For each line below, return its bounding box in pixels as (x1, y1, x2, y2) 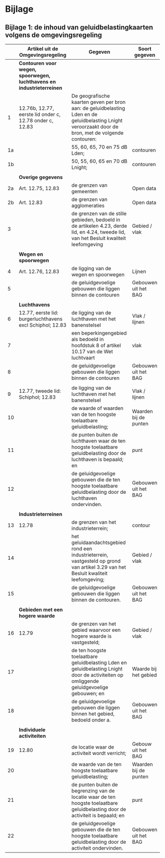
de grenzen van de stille (71, 210, 127, 217)
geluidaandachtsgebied (71, 539, 126, 546)
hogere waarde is (71, 633, 112, 639)
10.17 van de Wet (71, 348, 113, 355)
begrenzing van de (71, 788, 115, 794)
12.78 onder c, (19, 117, 54, 124)
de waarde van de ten (71, 761, 122, 767)
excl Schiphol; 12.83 (19, 322, 67, 328)
